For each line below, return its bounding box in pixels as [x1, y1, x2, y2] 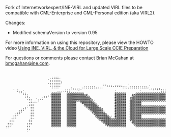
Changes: [5, 20, 25, 26]
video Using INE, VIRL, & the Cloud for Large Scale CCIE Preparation [5, 45, 149, 51]
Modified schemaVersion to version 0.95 [12, 30, 98, 35]
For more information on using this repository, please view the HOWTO [5, 39, 154, 45]
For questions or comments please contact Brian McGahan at [5, 55, 134, 61]
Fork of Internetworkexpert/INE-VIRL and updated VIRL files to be [5, 5, 142, 10]
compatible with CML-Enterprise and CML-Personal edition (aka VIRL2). [5, 10, 156, 16]
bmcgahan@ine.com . [5, 60, 50, 66]
